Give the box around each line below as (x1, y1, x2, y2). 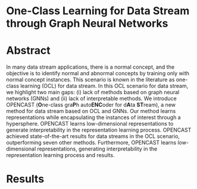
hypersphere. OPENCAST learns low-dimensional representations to (6, 120, 174, 127)
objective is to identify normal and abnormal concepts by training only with (6, 70, 189, 77)
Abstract (6, 44, 51, 57)
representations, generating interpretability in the (37, 145, 158, 152)
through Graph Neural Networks (6, 17, 168, 30)
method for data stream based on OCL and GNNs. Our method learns (6, 108, 176, 115)
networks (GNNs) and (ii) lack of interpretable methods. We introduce (6, 95, 177, 102)
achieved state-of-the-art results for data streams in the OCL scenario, (6, 133, 180, 140)
